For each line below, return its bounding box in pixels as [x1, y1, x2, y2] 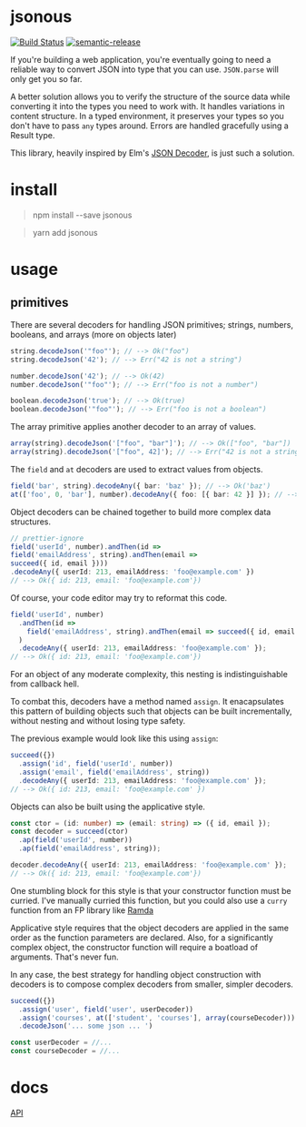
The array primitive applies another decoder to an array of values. [10, 421, 257, 432]
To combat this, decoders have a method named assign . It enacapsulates [10, 696, 284, 707]
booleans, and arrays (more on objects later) [10, 329, 177, 340]
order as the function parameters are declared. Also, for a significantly [10, 931, 273, 943]
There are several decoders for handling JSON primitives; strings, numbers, [10, 319, 294, 330]
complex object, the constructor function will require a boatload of [10, 941, 258, 952]
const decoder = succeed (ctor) [10, 827, 129, 837]
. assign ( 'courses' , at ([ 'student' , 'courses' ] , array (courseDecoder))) [18, 1013, 296, 1022]
